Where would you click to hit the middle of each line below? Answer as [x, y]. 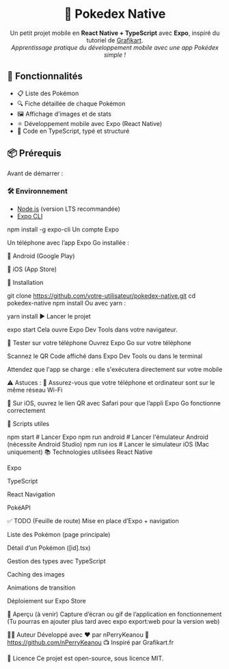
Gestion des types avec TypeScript [56, 561]
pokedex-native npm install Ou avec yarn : [67, 303]
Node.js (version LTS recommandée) [69, 209]
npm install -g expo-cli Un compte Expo [63, 229]
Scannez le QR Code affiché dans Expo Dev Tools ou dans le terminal [105, 356]
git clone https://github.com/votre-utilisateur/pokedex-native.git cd [102, 295]
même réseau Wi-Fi [35, 390]
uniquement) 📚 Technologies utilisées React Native [80, 452]
